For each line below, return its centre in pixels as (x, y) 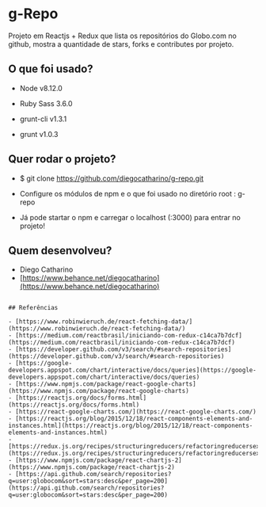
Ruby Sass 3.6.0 (46, 103)
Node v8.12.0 (41, 88)
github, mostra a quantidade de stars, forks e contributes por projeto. (121, 44)
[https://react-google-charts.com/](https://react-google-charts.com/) (136, 412)
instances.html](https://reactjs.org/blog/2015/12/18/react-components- (131, 426)
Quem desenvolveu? (60, 250)
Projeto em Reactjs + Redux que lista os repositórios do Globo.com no (123, 36)
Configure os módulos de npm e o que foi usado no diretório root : (127, 193)
